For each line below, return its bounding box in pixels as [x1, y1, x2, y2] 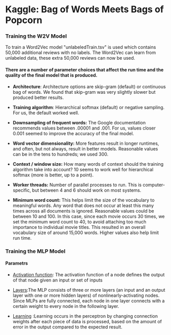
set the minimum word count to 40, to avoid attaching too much [12, 218, 146, 225]
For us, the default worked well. [12, 110, 79, 116]
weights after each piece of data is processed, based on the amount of [12, 318, 162, 324]
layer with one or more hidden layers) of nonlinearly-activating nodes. [12, 292, 160, 298]
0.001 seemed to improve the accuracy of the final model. [12, 130, 134, 136]
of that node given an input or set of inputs [12, 277, 103, 283]
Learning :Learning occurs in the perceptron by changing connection [12, 313, 158, 319]
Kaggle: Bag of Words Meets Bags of [5, 4, 164, 15]
